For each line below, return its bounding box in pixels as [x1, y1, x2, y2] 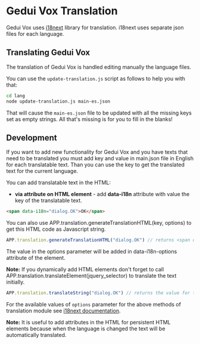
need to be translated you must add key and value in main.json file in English [6, 155, 194, 162]
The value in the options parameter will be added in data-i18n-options [6, 248, 177, 255]
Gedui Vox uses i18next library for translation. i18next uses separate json [6, 24, 184, 31]
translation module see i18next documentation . [6, 307, 121, 314]
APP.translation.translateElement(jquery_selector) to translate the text [6, 272, 177, 280]
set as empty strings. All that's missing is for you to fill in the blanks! [6, 115, 173, 123]
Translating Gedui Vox [6, 48, 90, 58]
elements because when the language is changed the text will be [6, 325, 165, 332]
